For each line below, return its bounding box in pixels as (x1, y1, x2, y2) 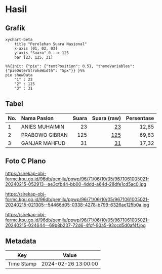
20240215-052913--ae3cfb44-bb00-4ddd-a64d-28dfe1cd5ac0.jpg (5, 181, 147, 187)
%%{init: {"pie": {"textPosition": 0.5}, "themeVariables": (5, 64, 135, 69)
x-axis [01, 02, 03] (14, 46, 58, 51)
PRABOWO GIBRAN (21, 131, 68, 138)
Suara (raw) (92, 114, 121, 122)
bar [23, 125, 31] (14, 55, 53, 60)
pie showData (5, 72, 33, 77)
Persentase (126, 114, 154, 122)
